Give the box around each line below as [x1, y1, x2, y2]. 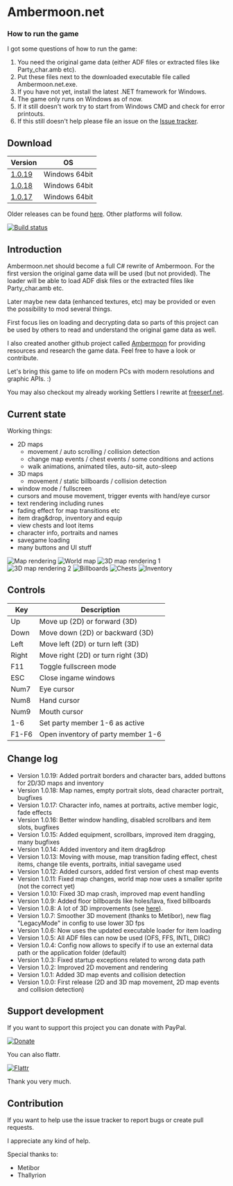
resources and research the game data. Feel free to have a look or [7, 346, 196, 355]
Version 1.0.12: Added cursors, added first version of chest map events [17, 867, 219, 875]
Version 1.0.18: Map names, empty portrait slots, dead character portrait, [17, 786, 224, 795]
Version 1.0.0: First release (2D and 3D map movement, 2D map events [17, 978, 220, 986]
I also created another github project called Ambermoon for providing [7, 339, 206, 348]
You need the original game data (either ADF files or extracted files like [17, 58, 220, 67]
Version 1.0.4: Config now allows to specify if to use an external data [17, 941, 214, 949]
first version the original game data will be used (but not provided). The [7, 269, 211, 278]
